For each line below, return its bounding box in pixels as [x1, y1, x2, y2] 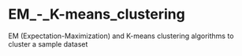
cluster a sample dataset [8, 39, 88, 48]
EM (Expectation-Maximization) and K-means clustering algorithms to [8, 31, 234, 40]
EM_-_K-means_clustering [8, 5, 185, 23]
